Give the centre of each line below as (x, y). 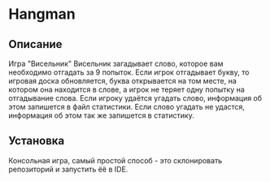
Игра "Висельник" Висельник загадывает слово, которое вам (116, 63)
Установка (37, 141)
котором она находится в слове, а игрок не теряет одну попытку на (127, 89)
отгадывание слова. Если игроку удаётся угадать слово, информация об (135, 98)
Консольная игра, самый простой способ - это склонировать (115, 160)
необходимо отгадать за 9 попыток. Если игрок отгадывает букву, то (129, 72)
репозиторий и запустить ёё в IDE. (68, 169)
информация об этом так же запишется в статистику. (102, 115)
